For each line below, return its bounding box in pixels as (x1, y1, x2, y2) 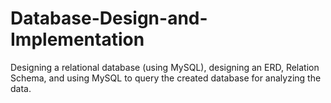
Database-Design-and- (10, 7, 208, 30)
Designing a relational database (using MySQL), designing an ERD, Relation (10, 61, 320, 73)
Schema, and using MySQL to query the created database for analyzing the (10, 72, 322, 84)
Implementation (10, 28, 145, 51)
